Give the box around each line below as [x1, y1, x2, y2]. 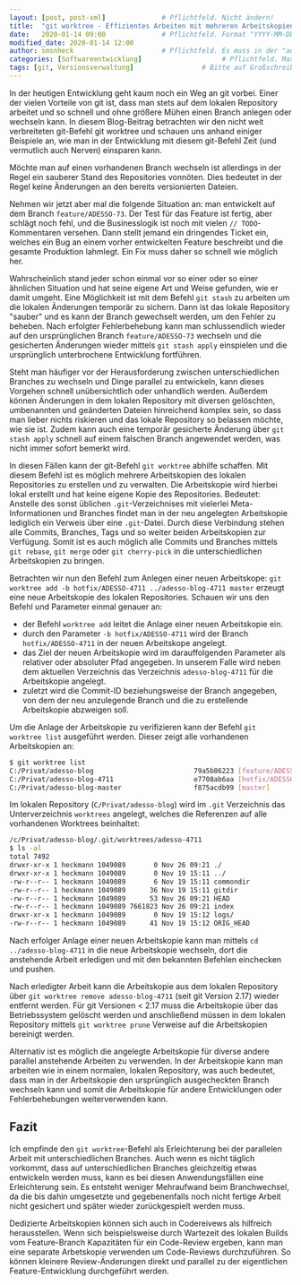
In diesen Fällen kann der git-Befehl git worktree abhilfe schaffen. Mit [9, 460, 269, 470]
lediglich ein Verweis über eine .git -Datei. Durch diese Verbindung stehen [9, 517, 285, 528]
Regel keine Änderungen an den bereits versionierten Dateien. [9, 181, 239, 192]
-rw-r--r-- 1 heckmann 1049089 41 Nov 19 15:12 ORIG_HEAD [9, 919, 251, 928]
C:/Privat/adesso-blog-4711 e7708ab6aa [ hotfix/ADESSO [9, 774, 295, 784]
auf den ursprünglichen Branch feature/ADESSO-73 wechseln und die [9, 330, 262, 341]
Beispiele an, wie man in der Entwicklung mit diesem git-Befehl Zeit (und [9, 135, 277, 146]
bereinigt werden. [9, 1029, 74, 1039]
